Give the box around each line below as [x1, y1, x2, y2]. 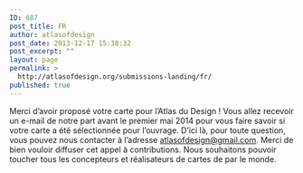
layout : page [9, 55, 59, 64]
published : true [9, 81, 71, 90]
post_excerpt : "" [9, 47, 75, 56]
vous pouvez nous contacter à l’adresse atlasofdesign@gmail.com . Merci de [9, 134, 294, 145]
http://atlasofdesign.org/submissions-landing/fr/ [17, 72, 213, 82]
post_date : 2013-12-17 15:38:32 [9, 38, 131, 48]
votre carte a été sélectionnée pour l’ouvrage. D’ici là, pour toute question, [9, 124, 287, 136]
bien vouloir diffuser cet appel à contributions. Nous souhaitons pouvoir [9, 144, 278, 155]
